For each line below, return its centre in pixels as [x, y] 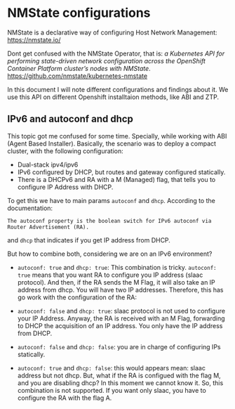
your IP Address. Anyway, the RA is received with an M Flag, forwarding [121, 318]
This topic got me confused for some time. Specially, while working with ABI [117, 136]
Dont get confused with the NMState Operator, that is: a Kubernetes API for [116, 53]
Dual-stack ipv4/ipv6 [48, 164]
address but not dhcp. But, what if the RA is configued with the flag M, [119, 375]
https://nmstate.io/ [34, 39]
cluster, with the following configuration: [66, 151]
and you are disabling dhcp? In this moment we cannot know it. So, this [120, 383]
